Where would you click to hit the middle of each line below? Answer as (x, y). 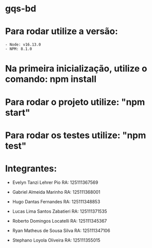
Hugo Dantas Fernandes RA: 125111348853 (56, 201)
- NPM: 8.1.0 (19, 49)
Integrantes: (31, 168)
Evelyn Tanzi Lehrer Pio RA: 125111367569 (55, 182)
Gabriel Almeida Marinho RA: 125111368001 (56, 192)
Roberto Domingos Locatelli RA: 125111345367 (60, 221)
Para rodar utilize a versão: (62, 32)
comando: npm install (51, 79)
